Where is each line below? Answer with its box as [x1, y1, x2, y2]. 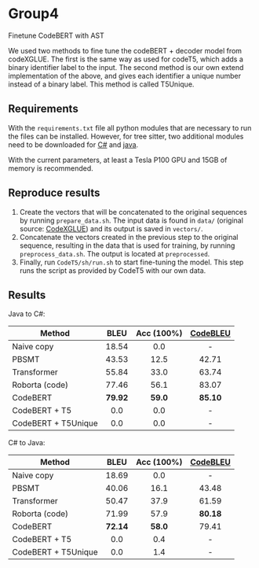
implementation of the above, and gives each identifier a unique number [8, 71, 242, 80]
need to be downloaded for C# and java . [8, 139, 139, 149]
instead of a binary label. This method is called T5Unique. [8, 79, 195, 89]
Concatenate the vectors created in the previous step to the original [19, 232, 239, 242]
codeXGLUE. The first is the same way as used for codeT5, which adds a [8, 54, 243, 64]
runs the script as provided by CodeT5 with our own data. [19, 265, 206, 275]
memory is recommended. [8, 163, 93, 173]
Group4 [8, 5, 59, 23]
